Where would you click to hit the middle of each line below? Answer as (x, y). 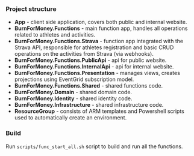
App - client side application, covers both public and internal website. (101, 22)
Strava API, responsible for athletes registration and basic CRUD (94, 47)
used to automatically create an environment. (70, 118)
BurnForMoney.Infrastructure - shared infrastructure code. (89, 105)
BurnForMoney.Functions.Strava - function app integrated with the (99, 41)
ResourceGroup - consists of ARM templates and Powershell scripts (99, 111)
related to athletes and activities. (55, 35)
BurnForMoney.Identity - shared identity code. (73, 98)
